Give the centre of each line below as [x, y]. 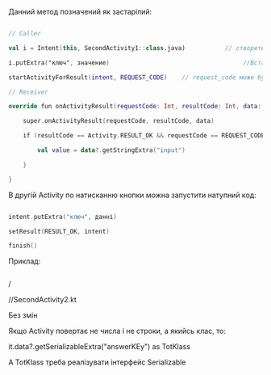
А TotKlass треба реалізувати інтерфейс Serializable [97, 362]
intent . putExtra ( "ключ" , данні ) [63, 217]
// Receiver [28, 92]
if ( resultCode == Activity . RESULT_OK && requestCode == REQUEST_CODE [144, 136]
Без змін [23, 315]
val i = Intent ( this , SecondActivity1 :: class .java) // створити [137, 48]
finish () [23, 246]
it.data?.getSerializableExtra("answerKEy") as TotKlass [100, 347]
